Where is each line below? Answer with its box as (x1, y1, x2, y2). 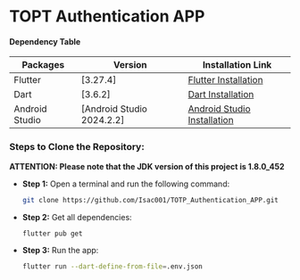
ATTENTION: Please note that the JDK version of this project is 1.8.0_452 (9, 161, 285, 171)
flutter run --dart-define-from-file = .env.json (21, 262, 203, 271)
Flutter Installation (187, 74, 263, 86)
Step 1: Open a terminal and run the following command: (21, 178, 230, 189)
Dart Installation (187, 88, 254, 101)
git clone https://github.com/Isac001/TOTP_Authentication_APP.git (21, 195, 279, 204)
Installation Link (202, 59, 272, 71)
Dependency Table (9, 36, 81, 46)
